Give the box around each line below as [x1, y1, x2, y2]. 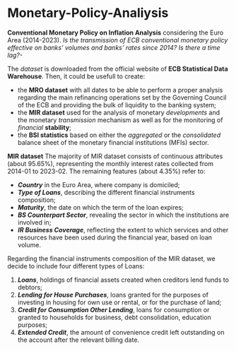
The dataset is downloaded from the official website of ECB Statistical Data [7, 64, 228, 73]
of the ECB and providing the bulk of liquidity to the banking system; [17, 100, 217, 109]
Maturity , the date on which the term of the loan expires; [17, 203, 184, 211]
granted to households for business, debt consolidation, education [17, 313, 212, 321]
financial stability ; [17, 123, 72, 131]
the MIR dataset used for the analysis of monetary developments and [17, 108, 220, 117]
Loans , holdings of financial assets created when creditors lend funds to [17, 275, 230, 284]
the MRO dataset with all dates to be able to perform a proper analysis [17, 85, 223, 94]
